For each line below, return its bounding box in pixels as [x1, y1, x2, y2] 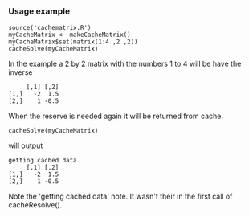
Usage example [8, 6, 71, 17]
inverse [8, 68, 34, 77]
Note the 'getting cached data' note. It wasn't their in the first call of [8, 191, 233, 202]
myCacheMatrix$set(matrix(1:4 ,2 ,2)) [8, 38, 138, 46]
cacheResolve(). [8, 200, 63, 210]
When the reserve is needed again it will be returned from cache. [8, 111, 223, 121]
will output [8, 141, 43, 150]
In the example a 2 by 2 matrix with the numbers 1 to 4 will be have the [8, 59, 242, 69]
